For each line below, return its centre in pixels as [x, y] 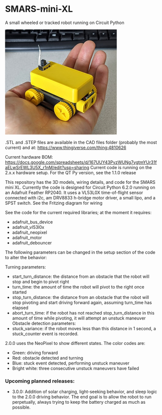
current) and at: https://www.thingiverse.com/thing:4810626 [66, 147]
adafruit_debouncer [32, 243]
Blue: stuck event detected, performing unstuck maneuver [71, 363]
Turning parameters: [26, 267]
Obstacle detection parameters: [44, 323]
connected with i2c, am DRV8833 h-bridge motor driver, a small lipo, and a [80, 197]
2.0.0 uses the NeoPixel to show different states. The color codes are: [75, 343]
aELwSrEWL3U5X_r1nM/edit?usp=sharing [47, 167]
